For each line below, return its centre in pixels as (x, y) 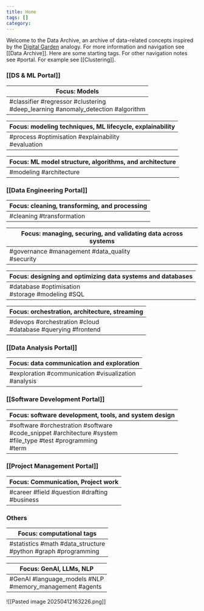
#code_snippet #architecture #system (63, 433)
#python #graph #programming (54, 552)
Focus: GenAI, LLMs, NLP (57, 569)
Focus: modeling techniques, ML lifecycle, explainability (92, 126)
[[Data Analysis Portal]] (42, 348)
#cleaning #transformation (47, 216)
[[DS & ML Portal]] (33, 75)
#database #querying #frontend (55, 329)
